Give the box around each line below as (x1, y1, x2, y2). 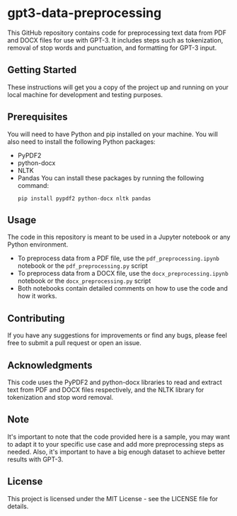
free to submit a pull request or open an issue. (7, 339, 141, 347)
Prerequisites (7, 111, 68, 123)
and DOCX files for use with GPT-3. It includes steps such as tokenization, (7, 35, 224, 44)
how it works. (17, 292, 57, 301)
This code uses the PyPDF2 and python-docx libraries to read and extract (7, 378, 223, 386)
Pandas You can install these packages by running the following (17, 174, 204, 182)
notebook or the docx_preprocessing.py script (17, 276, 151, 285)
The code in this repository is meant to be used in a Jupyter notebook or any (7, 232, 231, 242)
